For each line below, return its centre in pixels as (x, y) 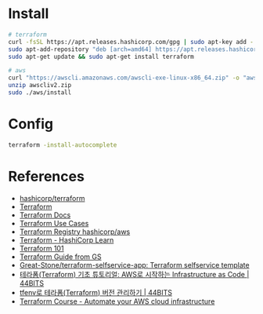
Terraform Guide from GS (60, 257)
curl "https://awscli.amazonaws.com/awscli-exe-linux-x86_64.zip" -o (124, 78)
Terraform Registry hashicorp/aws (75, 232)
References (46, 176)
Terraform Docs (45, 215)
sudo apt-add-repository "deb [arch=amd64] (80, 49)
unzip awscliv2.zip (40, 86)
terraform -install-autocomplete (63, 145)
